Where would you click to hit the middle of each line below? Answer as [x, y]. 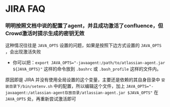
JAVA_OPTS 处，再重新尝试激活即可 [41, 99]
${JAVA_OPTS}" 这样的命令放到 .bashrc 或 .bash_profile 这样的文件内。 [87, 69]
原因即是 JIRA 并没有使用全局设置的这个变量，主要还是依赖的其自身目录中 [83, 80]
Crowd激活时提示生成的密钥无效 [45, 34]
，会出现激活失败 [23, 52]
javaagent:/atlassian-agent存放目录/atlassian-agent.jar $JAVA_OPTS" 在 [82, 93]
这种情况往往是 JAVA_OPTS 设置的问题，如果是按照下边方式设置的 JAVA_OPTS [83, 45]
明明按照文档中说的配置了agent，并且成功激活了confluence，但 [84, 26]
